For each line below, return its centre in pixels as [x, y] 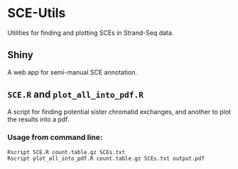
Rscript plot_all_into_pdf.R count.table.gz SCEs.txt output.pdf [106, 158]
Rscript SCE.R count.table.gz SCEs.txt [66, 152]
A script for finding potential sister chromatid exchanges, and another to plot [119, 111]
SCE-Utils [37, 13]
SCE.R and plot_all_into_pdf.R [76, 95]
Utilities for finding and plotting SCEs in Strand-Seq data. [91, 33]
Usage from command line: [55, 138]
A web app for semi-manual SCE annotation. [72, 72]
